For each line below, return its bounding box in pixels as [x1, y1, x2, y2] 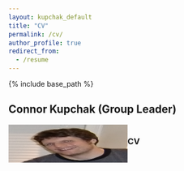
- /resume [15, 56, 49, 64]
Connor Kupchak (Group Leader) [8, 102, 177, 117]
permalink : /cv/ [8, 30, 63, 38]
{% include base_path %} [8, 79, 94, 88]
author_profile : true [8, 39, 82, 47]
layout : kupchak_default [8, 13, 92, 21]
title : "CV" [8, 21, 49, 30]
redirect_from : [8, 47, 60, 56]
